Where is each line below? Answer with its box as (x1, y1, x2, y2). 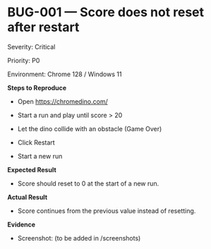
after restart (7, 19, 80, 35)
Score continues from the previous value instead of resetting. (17, 206, 196, 215)
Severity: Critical (7, 42, 56, 51)
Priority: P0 (7, 56, 40, 64)
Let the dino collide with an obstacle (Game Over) (17, 124, 162, 133)
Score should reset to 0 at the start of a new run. (17, 179, 159, 188)
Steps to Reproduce (7, 83, 67, 92)
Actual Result (7, 193, 48, 201)
